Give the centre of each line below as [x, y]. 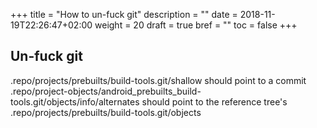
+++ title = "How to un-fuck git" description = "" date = [124, 14]
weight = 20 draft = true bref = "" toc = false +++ [196, 25]
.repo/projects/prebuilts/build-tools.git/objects [106, 112]
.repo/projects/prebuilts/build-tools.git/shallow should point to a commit [158, 80]
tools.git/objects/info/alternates [75, 101]
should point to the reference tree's [214, 101]
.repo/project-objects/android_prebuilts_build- [106, 91]
